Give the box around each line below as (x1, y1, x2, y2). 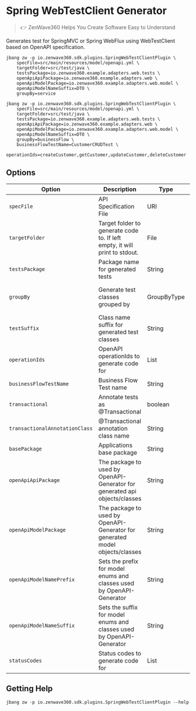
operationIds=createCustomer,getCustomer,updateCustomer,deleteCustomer (6, 152, 187, 158)
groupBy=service (16, 91, 57, 96)
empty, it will (98, 241, 133, 249)
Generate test (98, 285, 136, 293)
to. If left (98, 234, 121, 242)
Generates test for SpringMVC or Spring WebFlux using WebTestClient (6, 37, 175, 44)
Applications (98, 441, 133, 449)
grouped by (98, 300, 130, 308)
